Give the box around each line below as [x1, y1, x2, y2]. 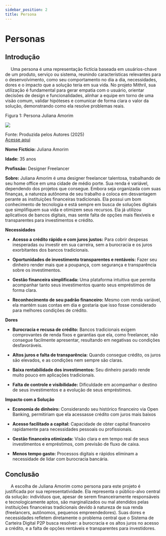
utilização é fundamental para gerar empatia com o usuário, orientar [5, 87, 145, 93]
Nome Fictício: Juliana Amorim [5, 146, 69, 152]
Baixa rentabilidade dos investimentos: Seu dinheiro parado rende [12, 367, 150, 373]
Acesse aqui [5, 137, 31, 143]
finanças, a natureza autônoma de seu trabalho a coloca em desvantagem [5, 191, 157, 197]
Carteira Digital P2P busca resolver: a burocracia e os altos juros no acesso [5, 520, 159, 526]
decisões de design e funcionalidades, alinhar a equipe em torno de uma [5, 92, 154, 98]
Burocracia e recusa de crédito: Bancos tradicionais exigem [12, 326, 136, 332]
